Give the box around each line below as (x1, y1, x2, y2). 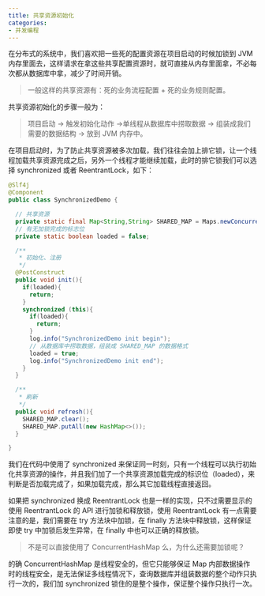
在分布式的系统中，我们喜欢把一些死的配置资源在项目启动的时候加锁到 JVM (8, 49, 254, 58)
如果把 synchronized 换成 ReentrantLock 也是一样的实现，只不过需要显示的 (8, 496, 252, 506)
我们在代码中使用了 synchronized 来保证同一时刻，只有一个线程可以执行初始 (8, 459, 257, 469)
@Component (8, 189, 44, 197)
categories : (8, 19, 47, 27)
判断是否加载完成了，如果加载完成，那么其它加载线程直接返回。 (8, 479, 215, 488)
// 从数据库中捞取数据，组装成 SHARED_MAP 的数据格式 (28, 341, 188, 350)
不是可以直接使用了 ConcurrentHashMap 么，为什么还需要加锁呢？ (27, 542, 245, 552)
